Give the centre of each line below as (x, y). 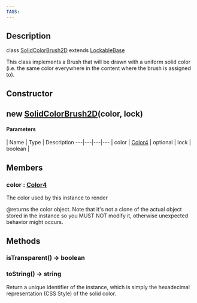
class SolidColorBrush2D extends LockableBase (66, 50)
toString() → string (34, 274)
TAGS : (13, 12)
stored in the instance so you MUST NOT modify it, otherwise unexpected (97, 216)
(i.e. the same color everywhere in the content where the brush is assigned (99, 68)
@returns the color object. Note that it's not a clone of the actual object (94, 210)
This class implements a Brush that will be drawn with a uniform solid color (98, 62)
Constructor (29, 93)
